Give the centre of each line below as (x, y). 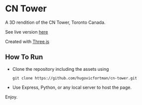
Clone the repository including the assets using (61, 69)
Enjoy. (11, 97)
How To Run (24, 57)
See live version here (27, 32)
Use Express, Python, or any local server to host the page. (72, 87)
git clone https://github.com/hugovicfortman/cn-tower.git (75, 78)
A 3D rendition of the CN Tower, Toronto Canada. (55, 22)
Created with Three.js (27, 41)
